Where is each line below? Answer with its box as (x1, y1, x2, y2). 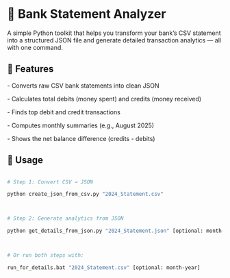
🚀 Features (7, 63, 54, 75)
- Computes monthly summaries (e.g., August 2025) (7, 121, 155, 129)
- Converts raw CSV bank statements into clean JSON (7, 81, 159, 90)
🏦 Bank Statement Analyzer (7, 6, 166, 22)
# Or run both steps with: (7, 252, 84, 259)
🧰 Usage (7, 154, 43, 166)
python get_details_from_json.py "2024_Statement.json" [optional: (7, 227, 204, 235)
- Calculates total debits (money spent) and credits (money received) (7, 94, 202, 103)
